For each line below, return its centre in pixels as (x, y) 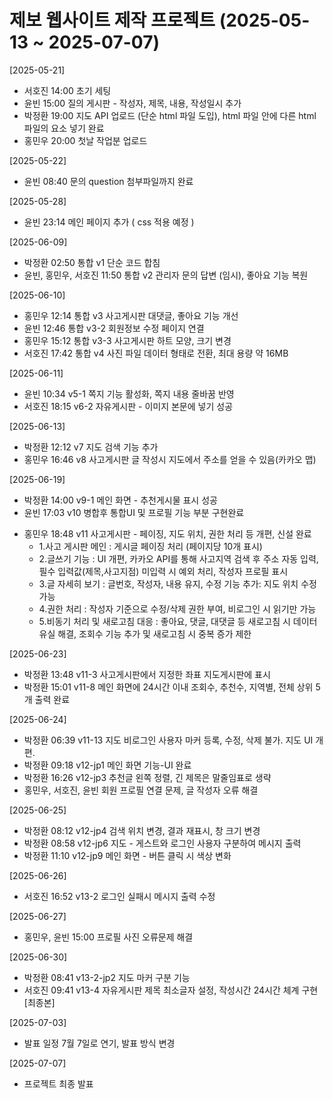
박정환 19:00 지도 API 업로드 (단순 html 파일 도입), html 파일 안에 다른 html (170, 115)
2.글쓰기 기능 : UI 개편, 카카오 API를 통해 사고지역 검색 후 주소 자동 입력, (178, 558)
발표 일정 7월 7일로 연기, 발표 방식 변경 (99, 1043)
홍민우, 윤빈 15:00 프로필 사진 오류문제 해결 (108, 937)
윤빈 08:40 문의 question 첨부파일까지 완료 (108, 181)
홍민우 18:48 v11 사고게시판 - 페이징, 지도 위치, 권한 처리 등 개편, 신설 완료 (167, 533)
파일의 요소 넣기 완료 (64, 128)
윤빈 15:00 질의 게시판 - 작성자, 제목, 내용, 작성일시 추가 (132, 103)
